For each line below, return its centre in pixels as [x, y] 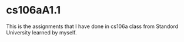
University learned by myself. [41, 32]
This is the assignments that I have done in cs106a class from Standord [92, 26]
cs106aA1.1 [34, 10]
